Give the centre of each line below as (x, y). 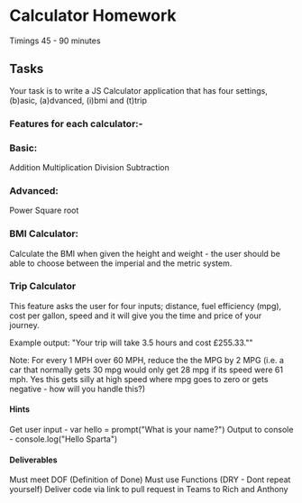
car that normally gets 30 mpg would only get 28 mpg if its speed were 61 (146, 370)
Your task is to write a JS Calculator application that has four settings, (138, 90)
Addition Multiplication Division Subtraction (89, 167)
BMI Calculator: (44, 233)
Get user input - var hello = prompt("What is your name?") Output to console (151, 430)
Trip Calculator (43, 287)
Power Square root (44, 210)
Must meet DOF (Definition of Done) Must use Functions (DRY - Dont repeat (150, 480)
